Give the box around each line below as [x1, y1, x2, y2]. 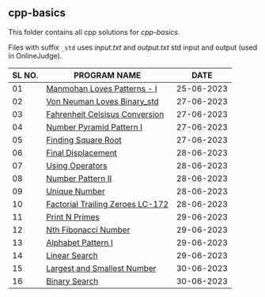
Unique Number [46, 186, 105, 197]
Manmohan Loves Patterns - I [46, 83, 157, 94]
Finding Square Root [46, 134, 123, 145]
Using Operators [46, 160, 108, 171]
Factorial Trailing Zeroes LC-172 [46, 198, 168, 209]
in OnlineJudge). [8, 51, 62, 60]
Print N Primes [46, 211, 100, 222]
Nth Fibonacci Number [46, 224, 131, 235]
